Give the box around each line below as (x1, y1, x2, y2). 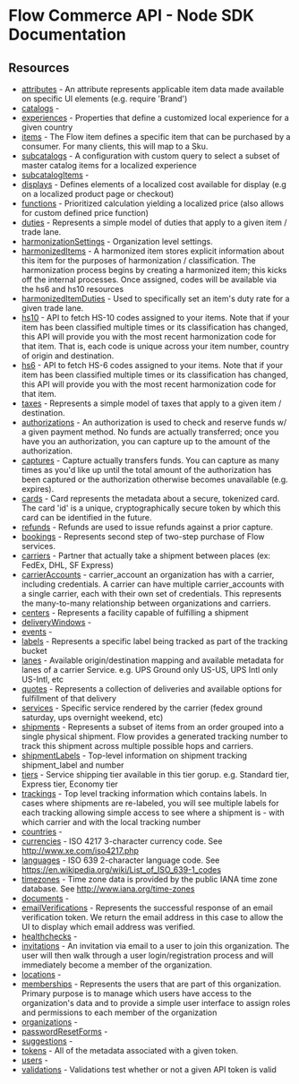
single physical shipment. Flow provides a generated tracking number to (21, 731, 288, 742)
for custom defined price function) (21, 208, 149, 218)
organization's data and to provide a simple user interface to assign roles (21, 998, 291, 1008)
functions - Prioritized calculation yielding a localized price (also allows (21, 198, 284, 209)
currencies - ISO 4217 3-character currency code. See (21, 836, 223, 847)
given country (21, 122, 73, 133)
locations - (21, 969, 62, 979)
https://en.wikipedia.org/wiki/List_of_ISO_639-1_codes (21, 865, 221, 874)
